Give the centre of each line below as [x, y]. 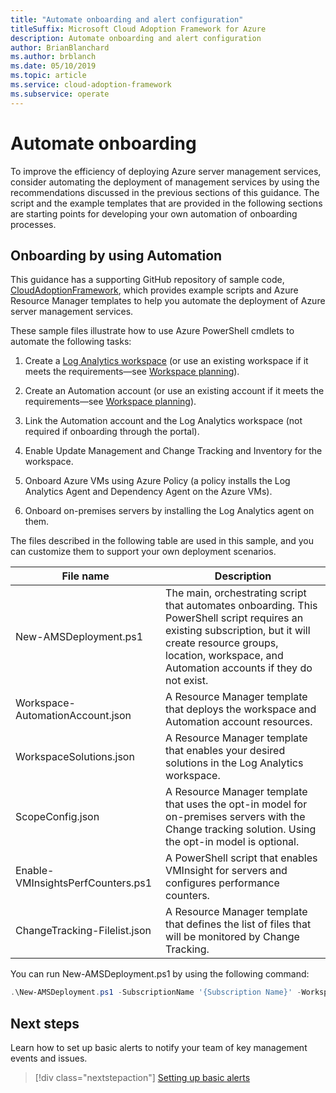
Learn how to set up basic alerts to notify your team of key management [159, 1048]
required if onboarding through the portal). [112, 432]
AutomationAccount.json [73, 716]
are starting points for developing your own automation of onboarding [154, 213]
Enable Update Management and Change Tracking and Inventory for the [173, 451]
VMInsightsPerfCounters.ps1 [83, 883]
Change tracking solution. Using [241, 829]
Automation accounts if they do [239, 668]
